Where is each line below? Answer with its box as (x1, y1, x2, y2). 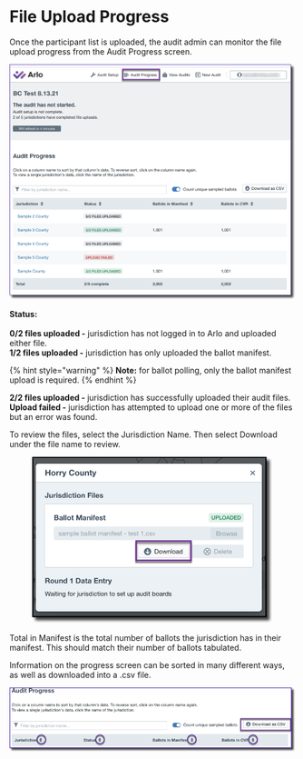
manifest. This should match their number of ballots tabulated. (9, 643, 242, 654)
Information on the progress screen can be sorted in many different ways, (9, 660, 286, 671)
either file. (9, 338, 47, 349)
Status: (9, 309, 38, 320)
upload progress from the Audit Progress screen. (9, 45, 192, 56)
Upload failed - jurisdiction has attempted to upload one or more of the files (9, 402, 293, 413)
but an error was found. (9, 412, 98, 423)
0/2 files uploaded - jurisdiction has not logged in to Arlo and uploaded (9, 328, 277, 339)
